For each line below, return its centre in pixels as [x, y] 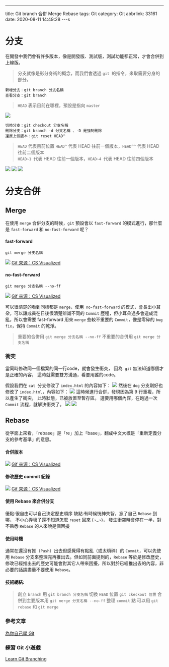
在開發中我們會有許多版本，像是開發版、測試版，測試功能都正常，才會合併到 [84, 56]
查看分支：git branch [26, 95]
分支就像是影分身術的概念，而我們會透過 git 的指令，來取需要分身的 [89, 73]
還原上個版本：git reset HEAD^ [35, 136]
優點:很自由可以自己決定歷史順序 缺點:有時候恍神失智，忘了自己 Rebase [78, 514]
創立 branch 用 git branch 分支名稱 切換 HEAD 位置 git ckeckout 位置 [87, 594]
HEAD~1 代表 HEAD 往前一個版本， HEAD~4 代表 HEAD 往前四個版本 [85, 158]
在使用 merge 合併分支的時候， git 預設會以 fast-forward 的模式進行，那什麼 [84, 223]
